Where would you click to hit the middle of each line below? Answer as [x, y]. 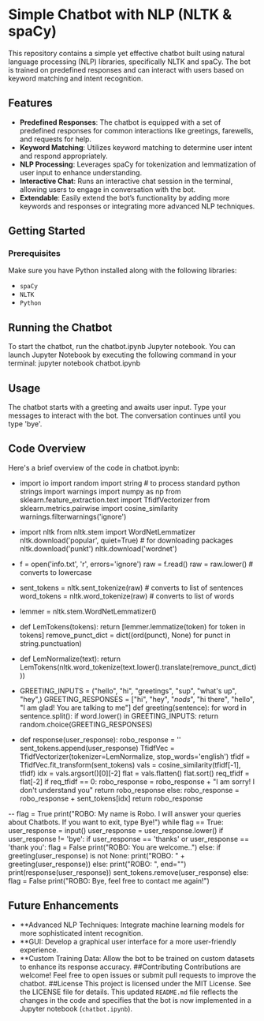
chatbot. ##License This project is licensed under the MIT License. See [135, 983]
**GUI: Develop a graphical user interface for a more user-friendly [128, 941]
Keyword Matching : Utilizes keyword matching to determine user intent [136, 147]
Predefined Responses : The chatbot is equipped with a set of [120, 122]
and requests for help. [56, 139]
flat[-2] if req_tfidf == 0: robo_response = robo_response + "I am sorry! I [137, 781]
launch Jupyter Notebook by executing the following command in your [122, 355]
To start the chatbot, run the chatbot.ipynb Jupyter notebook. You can [122, 347]
